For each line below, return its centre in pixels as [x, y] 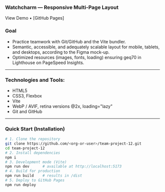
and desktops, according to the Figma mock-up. [61, 52]
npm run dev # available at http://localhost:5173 [63, 166]
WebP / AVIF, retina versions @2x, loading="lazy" [62, 106]
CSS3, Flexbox [27, 96]
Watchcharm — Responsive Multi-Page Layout [62, 7]
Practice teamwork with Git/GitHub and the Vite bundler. [69, 41]
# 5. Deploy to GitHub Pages [35, 180]
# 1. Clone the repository [33, 139]
